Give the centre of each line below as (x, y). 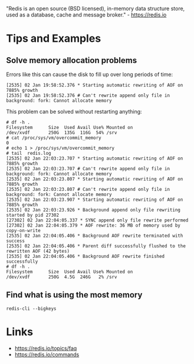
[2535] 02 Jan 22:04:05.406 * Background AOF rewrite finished (86, 256)
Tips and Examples (54, 39)
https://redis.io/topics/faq (46, 348)
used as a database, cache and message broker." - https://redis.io (86, 15)
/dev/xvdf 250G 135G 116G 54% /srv (62, 133)
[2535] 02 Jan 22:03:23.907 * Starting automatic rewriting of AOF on (95, 200)
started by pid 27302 (33, 215)
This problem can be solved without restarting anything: (74, 112)
